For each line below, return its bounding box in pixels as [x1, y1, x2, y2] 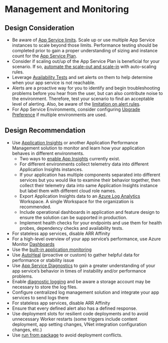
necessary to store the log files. [12, 284, 78, 290]
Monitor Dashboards [12, 241, 55, 247]
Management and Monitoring [5, 4, 129, 15]
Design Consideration [5, 24, 74, 32]
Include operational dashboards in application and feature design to [19, 209, 160, 215]
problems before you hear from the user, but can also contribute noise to [12, 91, 163, 96]
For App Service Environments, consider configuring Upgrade [12, 107, 140, 112]
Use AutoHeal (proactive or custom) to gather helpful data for [12, 251, 140, 258]
